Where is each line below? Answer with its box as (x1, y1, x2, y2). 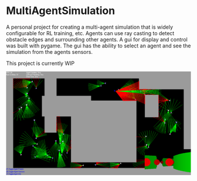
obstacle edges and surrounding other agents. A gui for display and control (6, 36, 188, 43)
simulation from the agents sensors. (6, 48, 93, 55)
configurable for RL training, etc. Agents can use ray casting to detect (6, 29, 175, 36)
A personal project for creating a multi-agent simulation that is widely (6, 23, 174, 30)
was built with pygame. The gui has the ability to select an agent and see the (6, 42, 191, 49)
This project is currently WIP (6, 60, 75, 67)
